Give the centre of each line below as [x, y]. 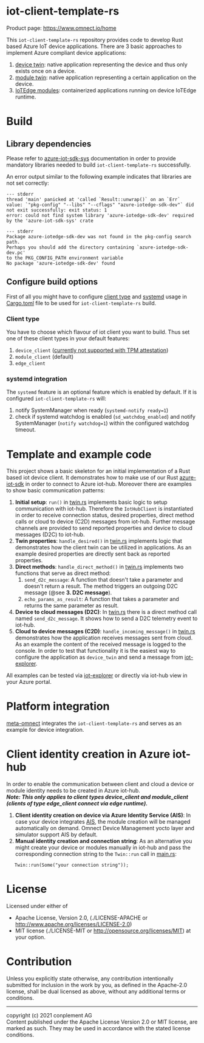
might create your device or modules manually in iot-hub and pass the [103, 848]
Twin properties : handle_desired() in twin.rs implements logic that [98, 541]
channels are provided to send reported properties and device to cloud [104, 528]
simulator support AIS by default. [56, 835]
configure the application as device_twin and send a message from [99, 657]
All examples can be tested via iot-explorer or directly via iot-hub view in [97, 675]
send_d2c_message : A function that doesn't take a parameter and [104, 580]
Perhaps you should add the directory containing [70, 247]
